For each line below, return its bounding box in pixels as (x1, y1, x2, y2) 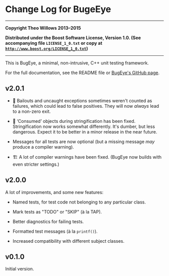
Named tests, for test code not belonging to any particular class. (12, 199, 146, 205)
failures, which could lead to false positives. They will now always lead (12, 103, 159, 109)
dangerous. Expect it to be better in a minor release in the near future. (12, 128, 157, 134)
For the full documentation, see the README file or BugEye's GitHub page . (5, 70, 160, 76)
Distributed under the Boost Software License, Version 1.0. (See (5, 34, 141, 41)
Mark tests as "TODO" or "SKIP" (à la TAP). (12, 209, 102, 215)
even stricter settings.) (12, 161, 59, 167)
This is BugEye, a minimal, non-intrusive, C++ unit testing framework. (5, 59, 149, 66)
